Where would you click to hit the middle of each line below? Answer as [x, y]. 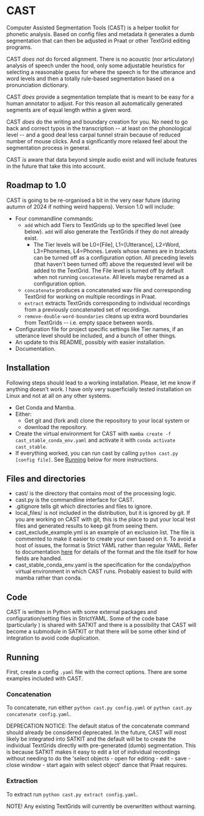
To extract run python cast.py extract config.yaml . [72, 794]
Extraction [22, 781]
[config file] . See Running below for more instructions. [87, 459]
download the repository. [56, 427]
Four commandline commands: [54, 219]
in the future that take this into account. [56, 166]
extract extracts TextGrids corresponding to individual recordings [107, 303]
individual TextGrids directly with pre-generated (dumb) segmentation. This [101, 746]
